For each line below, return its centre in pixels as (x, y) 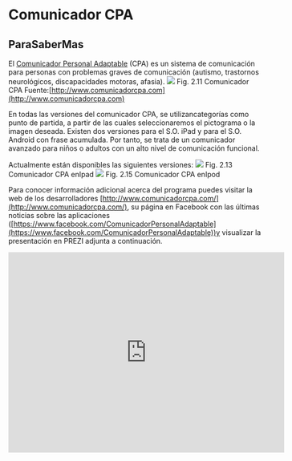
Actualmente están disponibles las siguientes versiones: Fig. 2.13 (120, 165)
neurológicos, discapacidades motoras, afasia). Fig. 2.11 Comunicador (129, 81)
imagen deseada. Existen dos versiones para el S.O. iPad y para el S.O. (125, 131)
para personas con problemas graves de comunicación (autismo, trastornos (134, 72)
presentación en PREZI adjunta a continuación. (85, 241)
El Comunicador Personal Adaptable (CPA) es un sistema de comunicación (132, 63)
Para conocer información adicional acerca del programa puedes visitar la (130, 190)
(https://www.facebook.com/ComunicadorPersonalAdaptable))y (114, 233)
